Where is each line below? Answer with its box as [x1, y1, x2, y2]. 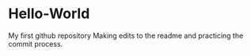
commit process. [8, 39, 63, 48]
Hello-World [8, 5, 90, 23]
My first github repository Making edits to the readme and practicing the [8, 31, 244, 40]
